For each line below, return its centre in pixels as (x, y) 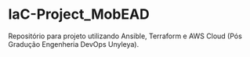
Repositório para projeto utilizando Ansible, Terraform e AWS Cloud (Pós (125, 36)
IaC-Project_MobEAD (79, 14)
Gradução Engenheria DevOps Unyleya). (74, 44)
